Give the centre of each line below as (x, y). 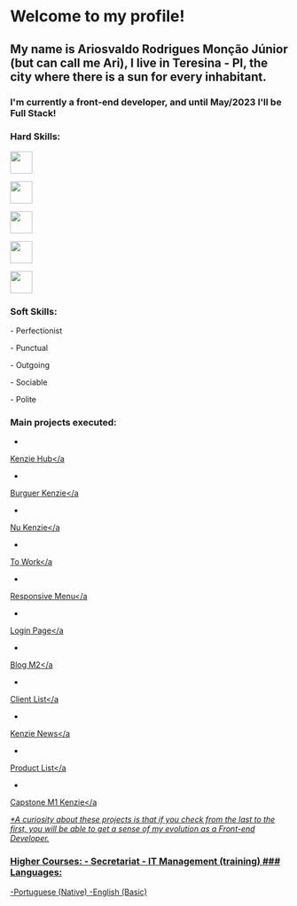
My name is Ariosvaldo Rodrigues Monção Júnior (149, 49)
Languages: (36, 872)
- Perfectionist (36, 331)
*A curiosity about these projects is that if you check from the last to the (143, 820)
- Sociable (29, 382)
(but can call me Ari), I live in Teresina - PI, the (139, 62)
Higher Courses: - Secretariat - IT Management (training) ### (145, 862)
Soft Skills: (34, 311)
